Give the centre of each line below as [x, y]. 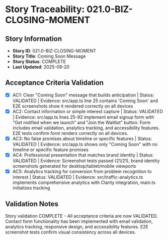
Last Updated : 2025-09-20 [41, 67]
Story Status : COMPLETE [39, 61]
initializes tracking [31, 188]
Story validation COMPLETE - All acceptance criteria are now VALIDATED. [81, 216]
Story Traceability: [45, 9]
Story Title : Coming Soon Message [49, 56]
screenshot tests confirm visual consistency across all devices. [71, 232]
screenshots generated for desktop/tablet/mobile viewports [74, 166]
